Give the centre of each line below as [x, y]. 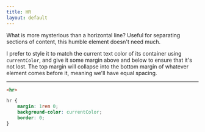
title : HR [19, 12]
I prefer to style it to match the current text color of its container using [94, 53]
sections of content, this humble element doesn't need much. [83, 42]
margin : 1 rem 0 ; [38, 107]
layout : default [27, 18]
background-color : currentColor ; [60, 112]
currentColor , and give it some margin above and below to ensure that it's [99, 60]
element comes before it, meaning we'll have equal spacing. [82, 73]
